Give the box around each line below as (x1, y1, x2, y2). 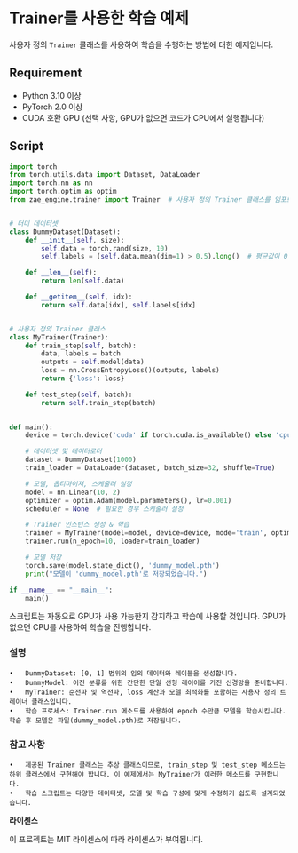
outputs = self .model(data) (41, 357, 145, 367)
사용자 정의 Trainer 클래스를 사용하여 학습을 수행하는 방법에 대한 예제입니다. (9, 39, 274, 50)
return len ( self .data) (41, 276, 125, 285)
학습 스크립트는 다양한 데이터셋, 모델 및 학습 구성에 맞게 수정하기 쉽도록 (25, 789, 257, 798)
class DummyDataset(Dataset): (9, 227, 122, 236)
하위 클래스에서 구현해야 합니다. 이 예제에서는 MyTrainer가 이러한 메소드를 (9, 770, 251, 779)
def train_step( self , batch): (25, 341, 137, 350)
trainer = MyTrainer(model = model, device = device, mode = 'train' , (25, 529, 268, 538)
